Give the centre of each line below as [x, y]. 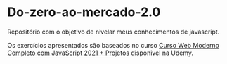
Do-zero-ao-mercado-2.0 [84, 12]
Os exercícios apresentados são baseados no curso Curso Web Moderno [113, 45]
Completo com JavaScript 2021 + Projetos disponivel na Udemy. [100, 53]
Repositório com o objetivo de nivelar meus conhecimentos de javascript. [113, 32]
